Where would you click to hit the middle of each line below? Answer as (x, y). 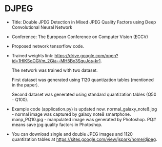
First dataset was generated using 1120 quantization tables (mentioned (83, 80)
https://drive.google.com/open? (86, 55)
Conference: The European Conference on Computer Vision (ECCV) (80, 37)
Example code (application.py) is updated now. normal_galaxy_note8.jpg (84, 109)
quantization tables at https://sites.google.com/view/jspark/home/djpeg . (84, 139)
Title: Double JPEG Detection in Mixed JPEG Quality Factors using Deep (84, 22)
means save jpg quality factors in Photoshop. (57, 125)
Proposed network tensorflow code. (48, 46)
